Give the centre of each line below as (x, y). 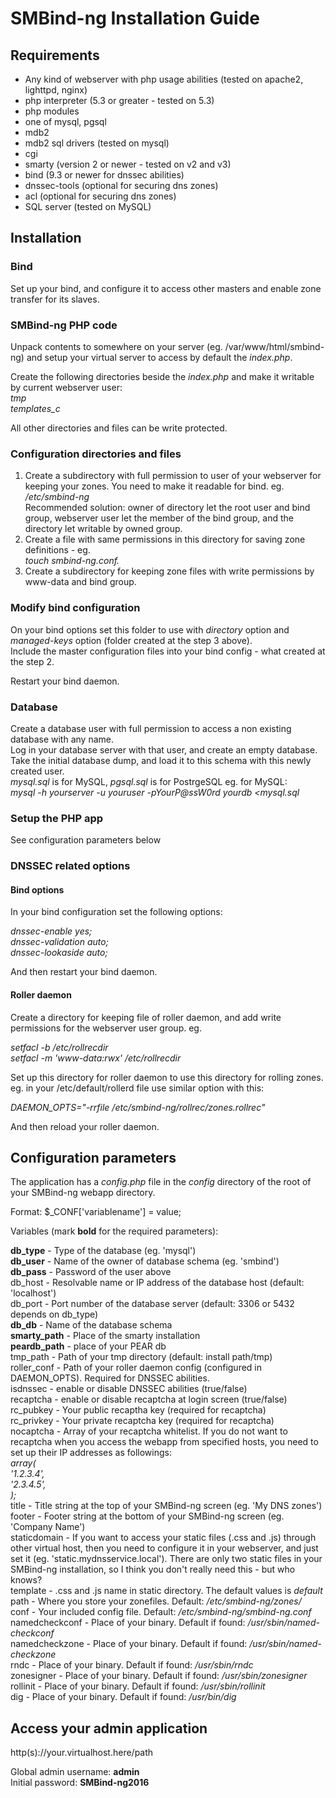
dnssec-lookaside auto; (59, 953)
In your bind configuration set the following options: (116, 912)
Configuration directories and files (96, 454)
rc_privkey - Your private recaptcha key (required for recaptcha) (142, 1421)
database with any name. (62, 739)
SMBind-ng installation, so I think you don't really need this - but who (153, 1569)
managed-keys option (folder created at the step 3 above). (131, 640)
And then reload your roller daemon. (85, 1126)
